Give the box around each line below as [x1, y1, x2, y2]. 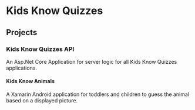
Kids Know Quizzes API [6, 45, 75, 53]
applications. [6, 64, 37, 71]
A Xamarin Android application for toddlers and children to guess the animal [6, 91, 190, 98]
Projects [6, 27, 38, 37]
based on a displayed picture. [6, 97, 78, 104]
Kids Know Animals [6, 78, 55, 85]
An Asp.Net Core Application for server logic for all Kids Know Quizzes [6, 58, 177, 65]
